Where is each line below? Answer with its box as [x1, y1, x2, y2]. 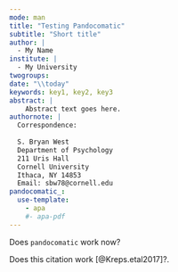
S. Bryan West [17, 137, 69, 146]
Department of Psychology [17, 145, 114, 154]
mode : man [9, 12, 46, 22]
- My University [17, 63, 77, 72]
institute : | [9, 54, 58, 63]
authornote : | [9, 112, 62, 121]
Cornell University [17, 162, 90, 171]
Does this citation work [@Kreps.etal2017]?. [9, 253, 170, 264]
